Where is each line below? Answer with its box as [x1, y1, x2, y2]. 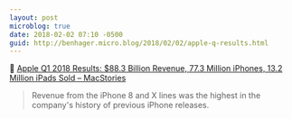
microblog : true [9, 22, 71, 31]
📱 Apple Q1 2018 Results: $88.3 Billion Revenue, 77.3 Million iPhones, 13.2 [9, 63, 283, 74]
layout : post [9, 13, 59, 23]
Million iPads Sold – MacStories [9, 73, 127, 84]
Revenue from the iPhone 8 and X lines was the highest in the [31, 90, 261, 101]
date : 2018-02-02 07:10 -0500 [9, 30, 124, 39]
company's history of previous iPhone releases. [31, 100, 210, 111]
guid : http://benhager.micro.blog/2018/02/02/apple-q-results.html [9, 38, 269, 48]
